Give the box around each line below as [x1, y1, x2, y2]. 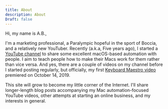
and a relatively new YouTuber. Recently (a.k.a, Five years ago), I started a [5, 46, 158, 52]
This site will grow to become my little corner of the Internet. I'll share [5, 82, 149, 88]
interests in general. [5, 98, 46, 104]
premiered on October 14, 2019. [5, 72, 71, 78]
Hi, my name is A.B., [5, 31, 47, 37]
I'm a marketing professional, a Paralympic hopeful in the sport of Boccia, [5, 40, 157, 46]
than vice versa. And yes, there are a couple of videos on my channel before [5, 61, 163, 68]
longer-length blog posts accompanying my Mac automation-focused [5, 87, 149, 93]
